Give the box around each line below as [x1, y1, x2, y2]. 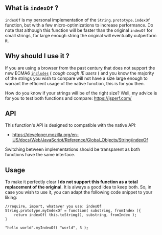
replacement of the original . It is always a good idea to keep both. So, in [5, 184, 152, 190]
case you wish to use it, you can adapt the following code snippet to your [5, 189, 153, 195]
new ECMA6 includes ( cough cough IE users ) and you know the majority [5, 70, 154, 76]
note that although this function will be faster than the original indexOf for [5, 27, 153, 33]
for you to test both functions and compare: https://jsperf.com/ [5, 95, 132, 101]
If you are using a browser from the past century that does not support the [5, 65, 155, 70]
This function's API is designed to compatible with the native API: [5, 122, 137, 128]
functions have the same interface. [5, 152, 75, 158]
